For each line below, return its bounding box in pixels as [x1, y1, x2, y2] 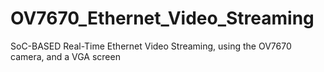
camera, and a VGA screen [10, 50, 121, 62]
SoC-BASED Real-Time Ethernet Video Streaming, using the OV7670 [10, 40, 292, 52]
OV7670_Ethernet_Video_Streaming [10, 7, 315, 30]
